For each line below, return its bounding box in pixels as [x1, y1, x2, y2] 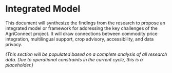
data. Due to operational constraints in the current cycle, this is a [5, 56, 143, 62]
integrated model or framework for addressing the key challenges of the [5, 25, 158, 31]
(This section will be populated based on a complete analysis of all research [5, 51, 167, 57]
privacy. [5, 41, 23, 47]
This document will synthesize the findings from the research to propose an [5, 20, 166, 26]
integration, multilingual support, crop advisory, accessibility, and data [5, 36, 154, 42]
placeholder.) [5, 62, 33, 68]
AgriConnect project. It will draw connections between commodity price [5, 30, 158, 36]
